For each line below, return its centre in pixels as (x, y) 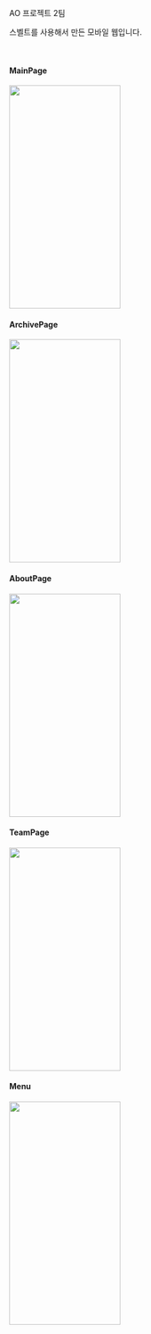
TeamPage (29, 832)
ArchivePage (34, 324)
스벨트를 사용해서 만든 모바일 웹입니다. (75, 32)
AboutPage (30, 578)
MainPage (28, 71)
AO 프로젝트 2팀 (37, 13)
